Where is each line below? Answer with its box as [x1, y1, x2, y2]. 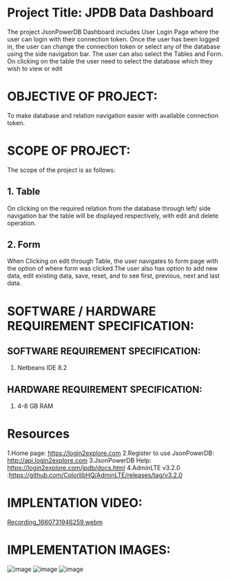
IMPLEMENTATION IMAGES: [7, 542, 171, 558]
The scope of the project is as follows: [7, 166, 116, 174]
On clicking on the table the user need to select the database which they [7, 57, 213, 65]
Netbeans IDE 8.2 [17, 364, 67, 372]
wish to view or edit [7, 64, 63, 72]
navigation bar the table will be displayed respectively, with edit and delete [7, 211, 219, 220]
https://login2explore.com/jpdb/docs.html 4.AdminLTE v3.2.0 [7, 464, 180, 472]
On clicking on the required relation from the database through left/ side [7, 204, 211, 212]
